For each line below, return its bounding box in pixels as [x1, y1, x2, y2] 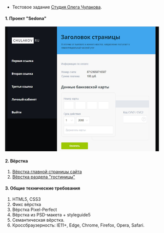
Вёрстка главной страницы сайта [12, 169, 82, 175]
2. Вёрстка [5, 158, 28, 163]
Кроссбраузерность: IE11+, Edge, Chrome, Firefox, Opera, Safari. [12, 222, 145, 228]
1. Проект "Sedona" [5, 15, 47, 21]
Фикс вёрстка [12, 201, 41, 207]
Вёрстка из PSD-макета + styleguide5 [12, 211, 91, 217]
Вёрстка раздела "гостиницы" [12, 174, 76, 180]
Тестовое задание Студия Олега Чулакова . [12, 4, 102, 10]
